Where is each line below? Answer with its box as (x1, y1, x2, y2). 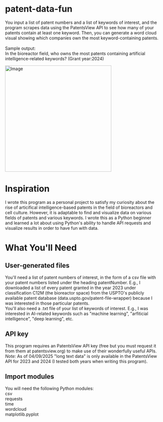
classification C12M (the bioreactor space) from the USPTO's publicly (5, 290, 145, 295)
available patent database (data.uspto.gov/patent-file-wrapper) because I (5, 295, 153, 301)
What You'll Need (5, 242, 77, 254)
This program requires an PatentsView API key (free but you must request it (5, 343, 157, 349)
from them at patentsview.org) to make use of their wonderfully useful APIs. (5, 348, 157, 354)
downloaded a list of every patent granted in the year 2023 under (5, 285, 136, 291)
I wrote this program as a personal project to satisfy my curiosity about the (5, 199, 155, 205)
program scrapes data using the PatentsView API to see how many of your (5, 24, 154, 30)
